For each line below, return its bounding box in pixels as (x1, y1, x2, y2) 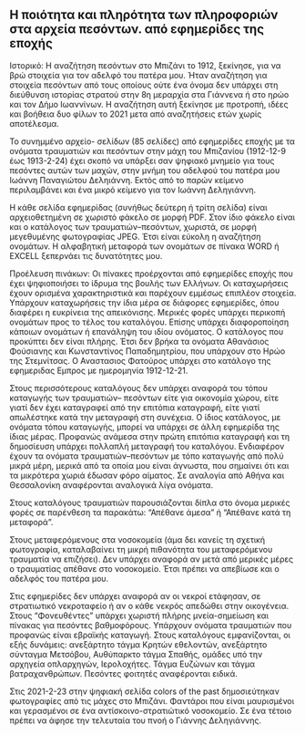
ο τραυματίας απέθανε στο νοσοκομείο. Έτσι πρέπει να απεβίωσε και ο (9, 563, 280, 574)
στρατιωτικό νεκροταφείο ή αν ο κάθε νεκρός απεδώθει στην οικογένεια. (9, 600, 290, 611)
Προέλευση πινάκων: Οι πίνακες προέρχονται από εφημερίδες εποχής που (9, 268, 293, 279)
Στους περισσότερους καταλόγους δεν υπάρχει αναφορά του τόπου (9, 382, 269, 393)
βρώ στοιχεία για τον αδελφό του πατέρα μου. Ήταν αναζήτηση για (9, 69, 268, 80)
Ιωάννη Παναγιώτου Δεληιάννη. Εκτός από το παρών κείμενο (9, 174, 244, 185)
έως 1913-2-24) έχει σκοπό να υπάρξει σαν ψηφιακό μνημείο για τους (9, 155, 275, 166)
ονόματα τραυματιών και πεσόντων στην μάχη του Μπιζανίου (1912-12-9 (9, 145, 287, 156)
